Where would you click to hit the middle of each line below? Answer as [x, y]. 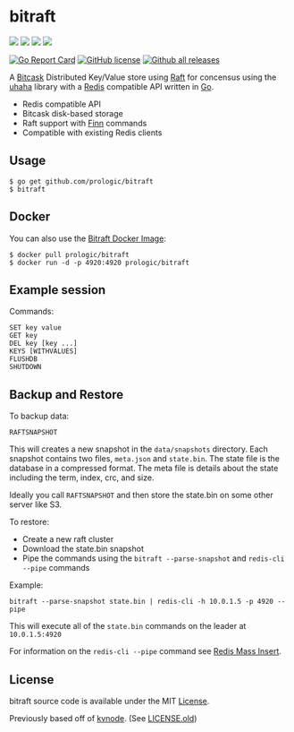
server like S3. [36, 504]
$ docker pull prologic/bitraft [69, 254]
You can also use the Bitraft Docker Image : [88, 238]
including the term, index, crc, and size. [82, 478]
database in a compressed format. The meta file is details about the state [144, 469]
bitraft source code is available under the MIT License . [109, 701]
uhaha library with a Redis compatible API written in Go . [112, 86]
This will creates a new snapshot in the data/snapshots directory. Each [139, 449]
